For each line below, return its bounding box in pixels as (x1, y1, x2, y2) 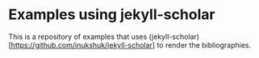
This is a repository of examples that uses (8, 32, 148, 41)
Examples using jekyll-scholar (8, 6, 215, 24)
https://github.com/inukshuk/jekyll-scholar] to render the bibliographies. (10, 40, 252, 49)
